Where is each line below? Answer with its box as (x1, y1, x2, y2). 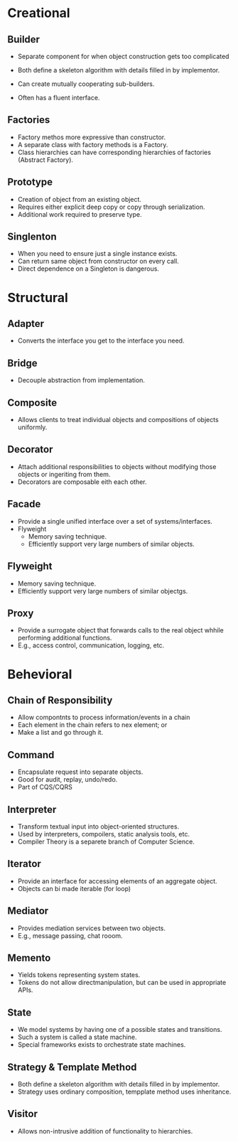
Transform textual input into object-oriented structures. (17, 822, 180, 831)
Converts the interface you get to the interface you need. (17, 336, 185, 345)
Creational (7, 5, 70, 21)
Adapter (7, 318, 45, 330)
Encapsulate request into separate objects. (17, 767, 144, 776)
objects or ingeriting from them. (17, 470, 111, 478)
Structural (7, 289, 69, 306)
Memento (7, 952, 51, 964)
